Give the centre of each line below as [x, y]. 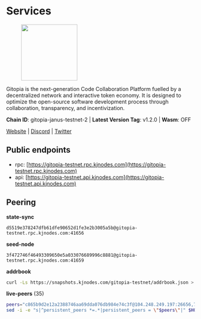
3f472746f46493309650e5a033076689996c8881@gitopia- [72, 255]
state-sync [20, 217]
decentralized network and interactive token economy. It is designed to [94, 95]
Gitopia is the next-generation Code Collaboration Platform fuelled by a [94, 89]
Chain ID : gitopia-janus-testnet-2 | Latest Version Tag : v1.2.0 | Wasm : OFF [99, 119]
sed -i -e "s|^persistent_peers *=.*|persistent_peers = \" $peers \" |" [96, 310]
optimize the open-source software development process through [88, 101]
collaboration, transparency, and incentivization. [66, 108]
